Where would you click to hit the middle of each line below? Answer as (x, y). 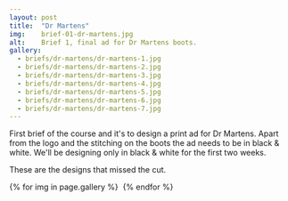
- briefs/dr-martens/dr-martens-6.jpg (90, 100)
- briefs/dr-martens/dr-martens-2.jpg (90, 68)
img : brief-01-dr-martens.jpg (71, 34)
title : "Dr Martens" (49, 26)
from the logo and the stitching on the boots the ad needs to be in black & (144, 143)
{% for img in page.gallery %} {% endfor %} (91, 187)
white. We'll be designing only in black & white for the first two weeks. (138, 153)
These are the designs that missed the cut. (88, 170)
